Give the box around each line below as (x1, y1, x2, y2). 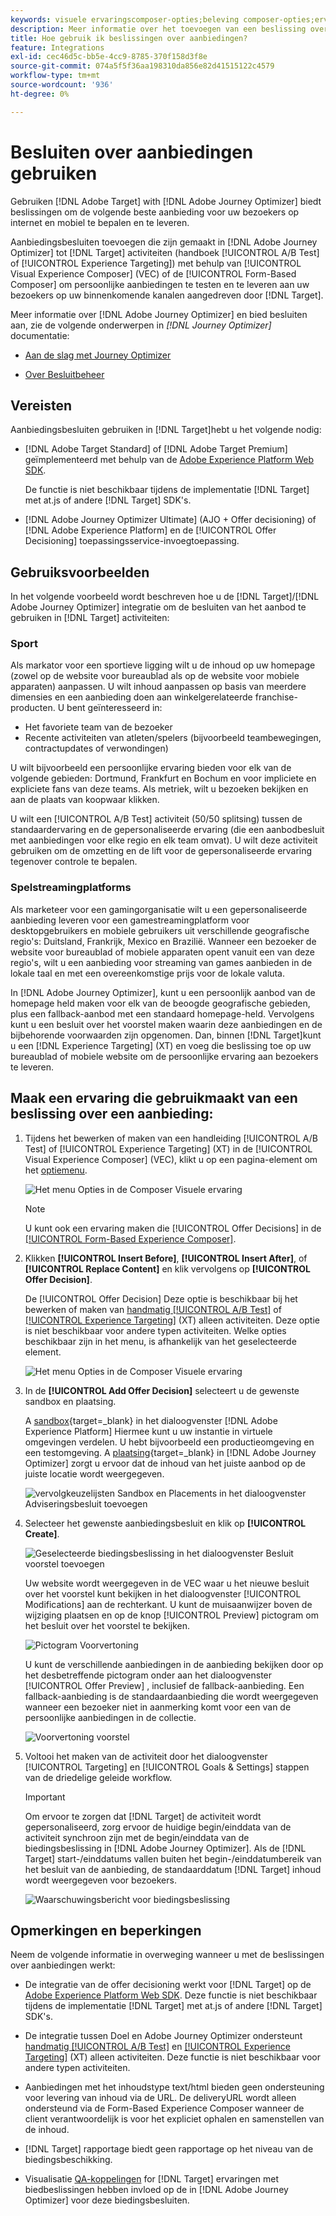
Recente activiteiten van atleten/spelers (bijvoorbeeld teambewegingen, (24, 732, 322, 744)
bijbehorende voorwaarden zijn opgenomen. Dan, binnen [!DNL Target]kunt (10, 1029, 322, 1041)
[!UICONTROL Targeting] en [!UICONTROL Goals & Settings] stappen (24, 1761, 310, 1773)
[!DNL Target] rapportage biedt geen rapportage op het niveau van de (24, 2143, 314, 2155)
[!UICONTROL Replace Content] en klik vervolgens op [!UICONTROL (24, 1262, 311, 1275)
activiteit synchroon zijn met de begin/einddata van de (24, 1831, 250, 1843)
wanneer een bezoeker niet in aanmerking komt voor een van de (24, 1701, 292, 1713)
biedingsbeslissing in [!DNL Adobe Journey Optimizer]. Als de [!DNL (24, 1842, 307, 1854)
